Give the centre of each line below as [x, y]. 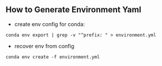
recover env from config [44, 46]
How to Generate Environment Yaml [73, 10]
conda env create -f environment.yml [53, 57]
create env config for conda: [49, 24]
